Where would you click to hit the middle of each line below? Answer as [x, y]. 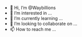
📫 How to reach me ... [33, 29]
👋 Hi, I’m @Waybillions [33, 8]
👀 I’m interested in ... [31, 13]
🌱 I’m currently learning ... [36, 18]
